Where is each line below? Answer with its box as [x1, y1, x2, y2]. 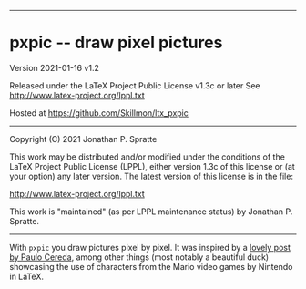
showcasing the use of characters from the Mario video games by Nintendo [9, 261, 293, 272]
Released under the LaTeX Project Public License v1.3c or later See [9, 79, 261, 91]
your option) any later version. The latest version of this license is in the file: [9, 170, 294, 181]
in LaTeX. [9, 271, 44, 282]
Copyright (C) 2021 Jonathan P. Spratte [9, 133, 158, 144]
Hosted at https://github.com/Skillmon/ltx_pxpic [9, 107, 189, 119]
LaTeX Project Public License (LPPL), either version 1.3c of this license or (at [9, 160, 296, 171]
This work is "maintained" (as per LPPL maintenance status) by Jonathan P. [9, 206, 293, 217]
